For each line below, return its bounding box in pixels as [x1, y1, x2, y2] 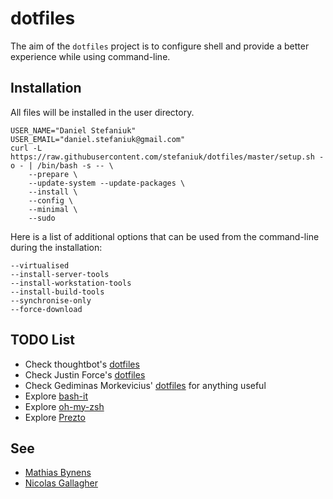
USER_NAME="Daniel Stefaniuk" [10, 125, 137, 136]
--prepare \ [28, 169, 78, 179]
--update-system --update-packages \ [28, 178, 186, 188]
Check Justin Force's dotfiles [24, 368, 146, 381]
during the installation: [10, 241, 103, 253]
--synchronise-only [10, 295, 92, 306]
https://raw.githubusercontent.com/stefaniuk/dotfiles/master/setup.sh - [10, 152, 325, 162]
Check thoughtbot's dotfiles [24, 358, 140, 370]
